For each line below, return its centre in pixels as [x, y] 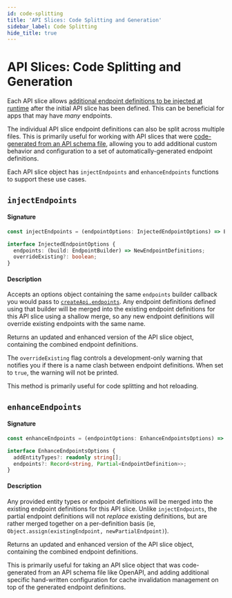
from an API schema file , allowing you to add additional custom [127, 144]
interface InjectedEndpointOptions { [61, 244]
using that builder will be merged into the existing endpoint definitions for [111, 309]
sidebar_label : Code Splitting [52, 26]
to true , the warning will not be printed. [63, 373]
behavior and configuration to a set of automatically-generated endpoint [110, 151]
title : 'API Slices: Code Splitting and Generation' [85, 20]
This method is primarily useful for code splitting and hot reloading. [103, 386]
